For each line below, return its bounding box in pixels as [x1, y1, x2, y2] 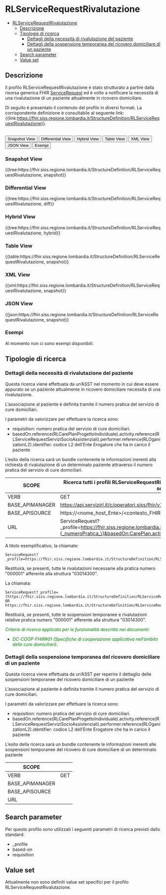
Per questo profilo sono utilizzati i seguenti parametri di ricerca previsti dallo [5, 826, 161, 832]
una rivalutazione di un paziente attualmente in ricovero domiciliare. [5, 95, 143, 101]
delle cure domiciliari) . [12, 641, 58, 647]
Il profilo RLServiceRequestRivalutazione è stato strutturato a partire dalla [5, 84, 155, 90]
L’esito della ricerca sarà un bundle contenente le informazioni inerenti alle [5, 741, 157, 747]
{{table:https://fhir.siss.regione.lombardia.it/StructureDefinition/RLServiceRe [5, 253, 160, 259]
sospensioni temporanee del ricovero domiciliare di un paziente [5, 676, 134, 682]
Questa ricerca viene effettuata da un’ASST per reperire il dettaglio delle [5, 671, 152, 677]
